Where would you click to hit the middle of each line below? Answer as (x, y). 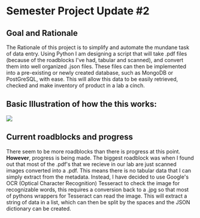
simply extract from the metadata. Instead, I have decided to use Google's (98, 177)
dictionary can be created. (39, 208)
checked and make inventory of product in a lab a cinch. (76, 85)
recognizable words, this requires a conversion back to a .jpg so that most (98, 189)
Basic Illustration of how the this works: (81, 104)
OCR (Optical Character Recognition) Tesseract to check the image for (93, 183)
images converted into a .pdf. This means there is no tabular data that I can (99, 170)
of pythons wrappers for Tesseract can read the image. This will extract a (97, 196)
